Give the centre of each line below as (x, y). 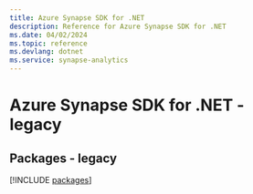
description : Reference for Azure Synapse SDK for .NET (118, 26)
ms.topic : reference (49, 43)
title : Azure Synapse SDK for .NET (77, 18)
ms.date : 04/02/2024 (49, 35)
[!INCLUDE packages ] (51, 180)
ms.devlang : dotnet (47, 52)
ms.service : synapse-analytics (69, 60)
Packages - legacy (63, 158)
